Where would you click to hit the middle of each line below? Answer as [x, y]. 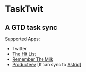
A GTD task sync [31, 27]
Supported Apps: [22, 39]
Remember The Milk [33, 59]
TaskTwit [24, 9]
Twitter [20, 49]
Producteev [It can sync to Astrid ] [47, 64]
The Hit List [24, 54]
